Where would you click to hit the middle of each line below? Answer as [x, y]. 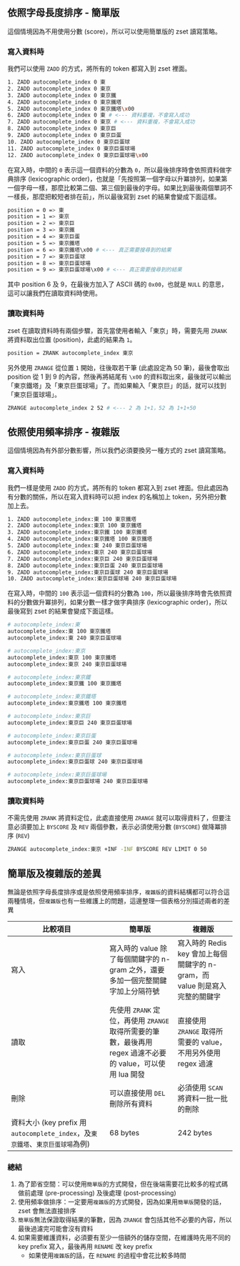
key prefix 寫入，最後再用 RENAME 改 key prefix [85, 1247]
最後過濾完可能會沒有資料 [55, 1229]
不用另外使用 [199, 1053]
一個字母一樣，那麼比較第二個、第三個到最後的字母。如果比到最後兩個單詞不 [120, 187]
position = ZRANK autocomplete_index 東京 [70, 353]
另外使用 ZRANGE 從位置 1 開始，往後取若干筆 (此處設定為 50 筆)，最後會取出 [119, 367]
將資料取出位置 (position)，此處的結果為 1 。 [72, 339]
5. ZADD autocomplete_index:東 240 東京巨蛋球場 [77, 546]
